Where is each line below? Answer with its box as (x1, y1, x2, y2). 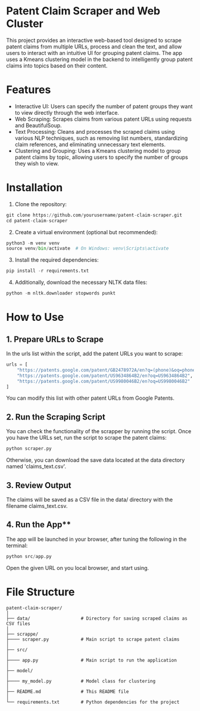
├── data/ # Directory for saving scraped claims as (6, 615, 187, 621)
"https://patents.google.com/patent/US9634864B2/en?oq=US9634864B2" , (17, 372, 193, 379)
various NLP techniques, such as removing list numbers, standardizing (14, 134, 188, 142)
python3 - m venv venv (6, 240, 60, 246)
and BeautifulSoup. (14, 121, 62, 129)
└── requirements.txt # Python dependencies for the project (6, 699, 180, 705)
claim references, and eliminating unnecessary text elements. (14, 140, 165, 148)
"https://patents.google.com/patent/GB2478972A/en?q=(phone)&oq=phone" (17, 367, 198, 373)
